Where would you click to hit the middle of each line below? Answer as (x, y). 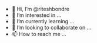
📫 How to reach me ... (39, 34)
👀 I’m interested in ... (36, 15)
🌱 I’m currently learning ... (43, 21)
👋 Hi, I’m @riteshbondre (40, 9)
